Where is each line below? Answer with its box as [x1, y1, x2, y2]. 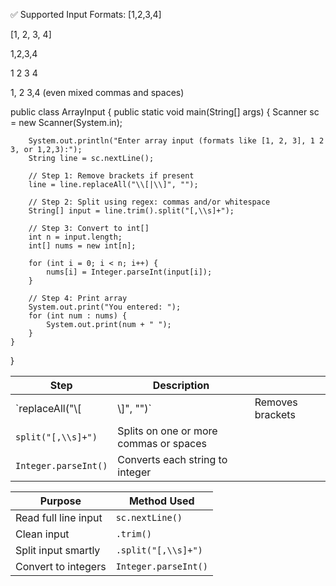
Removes [254, 395, 298, 409]
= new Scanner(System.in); [10, 117, 123, 128]
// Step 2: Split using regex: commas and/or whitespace [28, 197, 271, 207]
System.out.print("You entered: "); [28, 302, 182, 312]
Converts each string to [117, 453, 228, 466]
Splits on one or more [117, 424, 218, 438]
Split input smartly [15, 544, 101, 557]
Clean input [15, 527, 70, 541]
